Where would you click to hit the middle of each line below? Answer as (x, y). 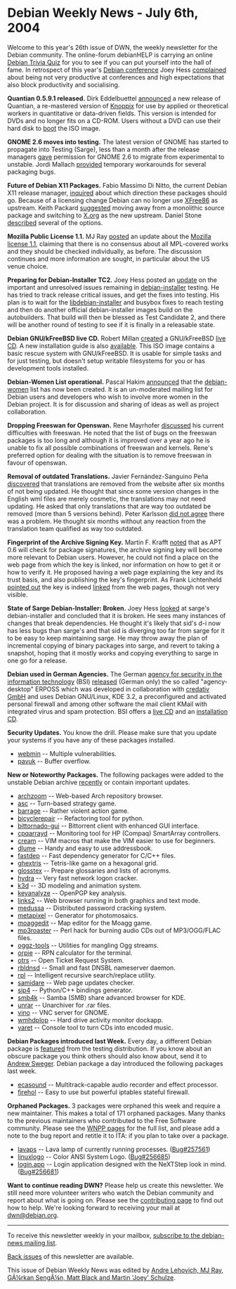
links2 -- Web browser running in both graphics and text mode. (109, 900)
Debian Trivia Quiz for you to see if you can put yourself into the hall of (110, 62)
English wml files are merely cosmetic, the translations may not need (106, 499)
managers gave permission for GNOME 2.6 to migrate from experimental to (116, 157)
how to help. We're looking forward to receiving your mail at (94, 1207)
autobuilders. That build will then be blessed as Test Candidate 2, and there (117, 317)
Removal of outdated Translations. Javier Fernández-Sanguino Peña (108, 476)
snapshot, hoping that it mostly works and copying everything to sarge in (113, 653)
